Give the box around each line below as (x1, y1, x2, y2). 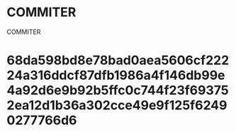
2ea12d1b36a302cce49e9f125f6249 (6, 97, 227, 114)
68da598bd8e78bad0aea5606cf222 (6, 52, 230, 68)
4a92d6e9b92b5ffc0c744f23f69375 (6, 83, 229, 99)
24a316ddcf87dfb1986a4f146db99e (6, 68, 225, 83)
